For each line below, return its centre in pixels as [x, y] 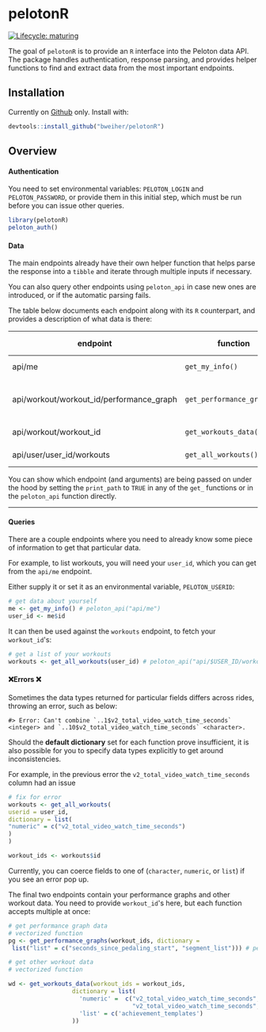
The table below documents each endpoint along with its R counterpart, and [132, 310]
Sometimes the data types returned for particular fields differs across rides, [131, 697]
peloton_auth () [33, 228]
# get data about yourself [53, 602]
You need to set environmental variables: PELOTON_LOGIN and [106, 189]
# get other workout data [51, 962]
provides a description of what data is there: [80, 319]
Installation [36, 93]
